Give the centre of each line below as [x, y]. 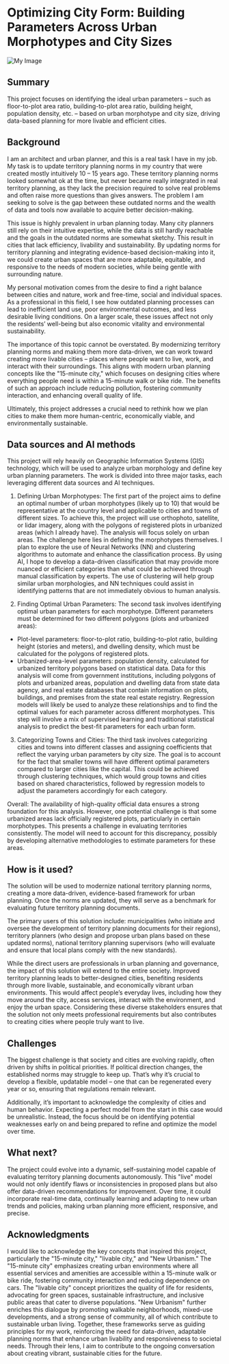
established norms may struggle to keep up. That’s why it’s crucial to [104, 1074]
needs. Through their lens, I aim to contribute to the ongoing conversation [111, 1345]
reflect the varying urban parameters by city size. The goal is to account [119, 755]
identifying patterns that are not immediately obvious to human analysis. [119, 591]
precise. [18, 1213]
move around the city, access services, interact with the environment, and [111, 1000]
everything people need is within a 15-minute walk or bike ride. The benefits [114, 380]
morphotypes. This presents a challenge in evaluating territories [97, 826]
